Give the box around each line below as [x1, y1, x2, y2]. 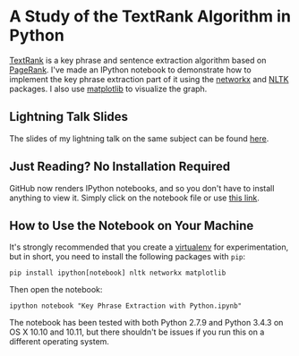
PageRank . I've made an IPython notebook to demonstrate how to [9, 64, 252, 75]
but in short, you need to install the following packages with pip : [9, 251, 246, 262]
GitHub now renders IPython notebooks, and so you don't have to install [9, 182, 275, 193]
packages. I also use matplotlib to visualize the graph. [9, 83, 208, 94]
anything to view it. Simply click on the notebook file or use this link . [9, 192, 260, 203]
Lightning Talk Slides [9, 109, 128, 124]
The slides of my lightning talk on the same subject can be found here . [9, 132, 269, 144]
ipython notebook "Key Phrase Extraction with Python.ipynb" [9, 301, 243, 310]
